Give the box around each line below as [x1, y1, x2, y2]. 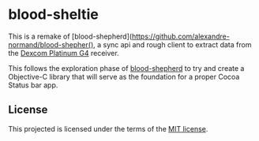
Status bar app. [8, 80, 58, 90]
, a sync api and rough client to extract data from [93, 39, 252, 49]
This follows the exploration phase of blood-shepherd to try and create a [8, 63, 245, 72]
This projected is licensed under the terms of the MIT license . [8, 124, 208, 133]
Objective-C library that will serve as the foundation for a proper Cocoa [8, 72, 240, 81]
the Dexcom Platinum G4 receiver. [8, 48, 120, 58]
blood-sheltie [8, 6, 99, 24]
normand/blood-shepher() [8, 39, 94, 49]
